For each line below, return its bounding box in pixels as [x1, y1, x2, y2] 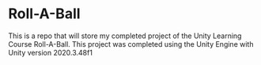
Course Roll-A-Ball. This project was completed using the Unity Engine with [8, 39, 254, 48]
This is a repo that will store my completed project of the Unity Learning [8, 31, 242, 40]
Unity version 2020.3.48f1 [8, 48, 93, 57]
